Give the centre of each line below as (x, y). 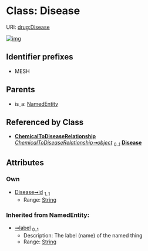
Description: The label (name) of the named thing (83, 235)
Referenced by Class (45, 122)
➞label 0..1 (27, 228)
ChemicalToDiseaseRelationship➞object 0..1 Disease (78, 143)
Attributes (25, 163)
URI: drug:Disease (28, 27)
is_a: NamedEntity (36, 103)
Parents (21, 90)
